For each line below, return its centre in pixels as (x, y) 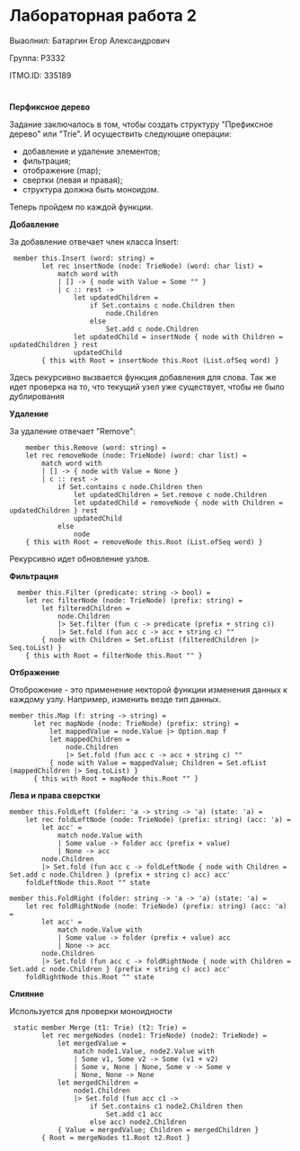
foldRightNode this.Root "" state (90, 977)
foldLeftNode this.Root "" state (88, 883)
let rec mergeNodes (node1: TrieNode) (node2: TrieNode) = (154, 1036)
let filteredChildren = (86, 609)
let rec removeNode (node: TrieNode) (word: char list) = (136, 456)
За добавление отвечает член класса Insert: (94, 242)
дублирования (37, 397)
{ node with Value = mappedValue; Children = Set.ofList (158, 763)
